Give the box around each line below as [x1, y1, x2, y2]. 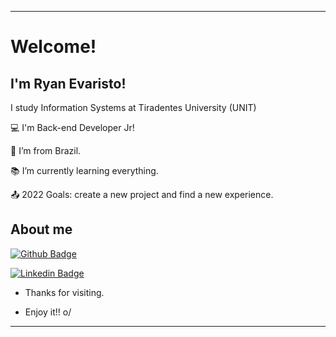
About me [10, 221, 73, 238]
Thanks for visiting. [24, 286, 105, 298]
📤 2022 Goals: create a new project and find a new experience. [10, 189, 274, 200]
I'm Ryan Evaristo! [10, 75, 127, 92]
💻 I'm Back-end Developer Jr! [10, 122, 135, 133]
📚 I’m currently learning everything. [10, 165, 159, 176]
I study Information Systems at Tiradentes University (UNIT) [10, 102, 257, 113]
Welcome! [10, 36, 97, 58]
